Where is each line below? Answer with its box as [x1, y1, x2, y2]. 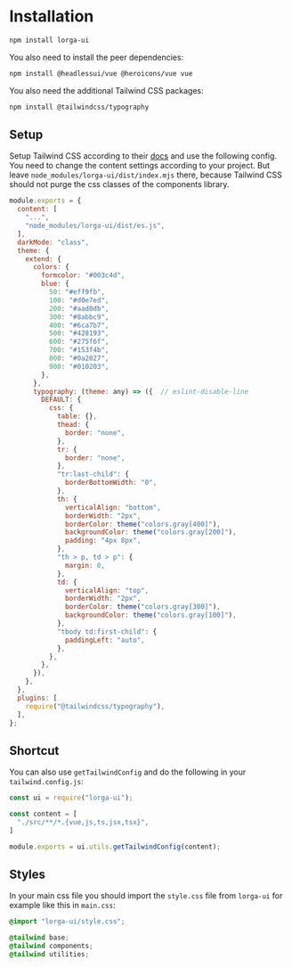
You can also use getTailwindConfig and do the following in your [9, 766, 247, 777]
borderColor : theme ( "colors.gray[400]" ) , [65, 520, 221, 529]
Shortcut [9, 742, 60, 758]
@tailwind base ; [9, 933, 69, 942]
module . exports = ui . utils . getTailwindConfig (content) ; [9, 842, 221, 851]
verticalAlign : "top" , [65, 586, 150, 594]
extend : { [25, 254, 62, 264]
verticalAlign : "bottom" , [65, 503, 162, 512]
